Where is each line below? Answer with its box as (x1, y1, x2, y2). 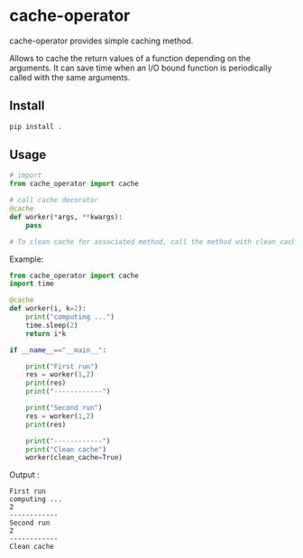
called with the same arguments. (9, 71, 131, 82)
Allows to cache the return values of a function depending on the (9, 52, 251, 63)
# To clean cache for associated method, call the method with (9, 237, 252, 246)
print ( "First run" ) (25, 362, 99, 371)
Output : (9, 470, 40, 480)
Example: (9, 254, 44, 265)
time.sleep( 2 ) (25, 321, 78, 330)
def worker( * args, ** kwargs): (9, 212, 124, 221)
